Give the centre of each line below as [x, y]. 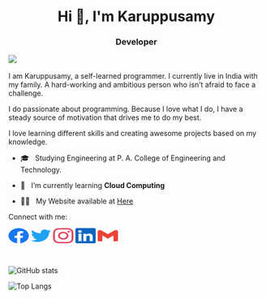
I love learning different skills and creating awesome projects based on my [133, 134]
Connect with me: [38, 217]
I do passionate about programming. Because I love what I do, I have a [126, 109]
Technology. [41, 170]
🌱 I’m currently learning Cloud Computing [92, 186]
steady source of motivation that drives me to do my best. [105, 117]
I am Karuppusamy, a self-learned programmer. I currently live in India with [133, 76]
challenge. [26, 93]
